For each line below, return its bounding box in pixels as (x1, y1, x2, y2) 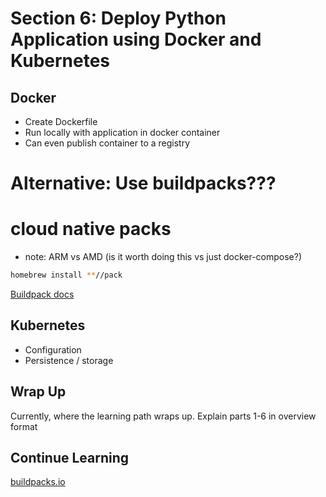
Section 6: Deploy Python (10, 7, 227, 30)
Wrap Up (10, 383, 67, 401)
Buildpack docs (10, 288, 75, 300)
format (10, 420, 38, 432)
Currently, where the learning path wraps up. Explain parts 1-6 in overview (10, 410, 317, 422)
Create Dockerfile (24, 116, 98, 127)
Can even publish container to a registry (24, 137, 191, 149)
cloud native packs (10, 218, 172, 241)
